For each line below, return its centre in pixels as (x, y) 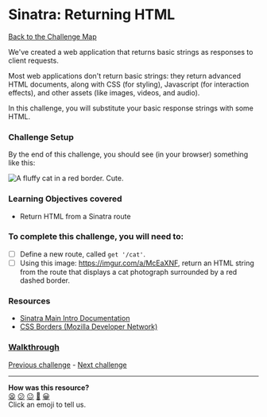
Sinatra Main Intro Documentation (75, 319)
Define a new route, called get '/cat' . (82, 254)
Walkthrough (34, 347)
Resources (29, 301)
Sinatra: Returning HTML (92, 15)
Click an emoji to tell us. (47, 404)
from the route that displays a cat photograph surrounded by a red (128, 272)
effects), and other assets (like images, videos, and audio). (104, 92)
